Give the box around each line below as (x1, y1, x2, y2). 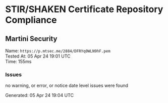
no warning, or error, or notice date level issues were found (5, 82, 129, 89)
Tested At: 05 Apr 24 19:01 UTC (5, 53, 71, 59)
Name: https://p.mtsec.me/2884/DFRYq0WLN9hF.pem (5, 48, 111, 54)
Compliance (5, 14, 57, 26)
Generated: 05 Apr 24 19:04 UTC (5, 92, 74, 98)
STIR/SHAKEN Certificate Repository (5, 4, 163, 15)
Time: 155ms (5, 59, 32, 64)
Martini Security (5, 34, 58, 43)
